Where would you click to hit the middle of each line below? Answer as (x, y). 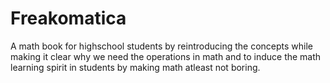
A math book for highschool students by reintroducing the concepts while (162, 46)
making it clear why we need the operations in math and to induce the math (166, 56)
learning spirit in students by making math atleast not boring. (135, 67)
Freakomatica (68, 18)
